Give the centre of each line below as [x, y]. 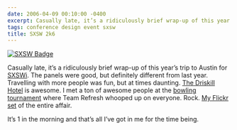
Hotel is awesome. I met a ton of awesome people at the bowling [102, 90]
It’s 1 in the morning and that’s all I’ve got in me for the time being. [103, 119]
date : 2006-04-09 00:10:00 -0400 [57, 14]
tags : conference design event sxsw [61, 27]
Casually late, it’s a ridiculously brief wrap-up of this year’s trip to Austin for [117, 67]
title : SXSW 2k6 [31, 34]
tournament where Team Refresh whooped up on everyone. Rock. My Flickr [118, 98]
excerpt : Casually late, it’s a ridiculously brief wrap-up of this [111, 21]
